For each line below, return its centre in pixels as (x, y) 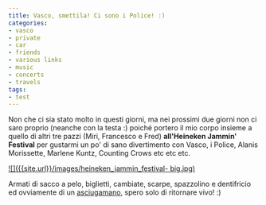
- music (21, 68)
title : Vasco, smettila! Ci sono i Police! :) (87, 15)
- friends (25, 52)
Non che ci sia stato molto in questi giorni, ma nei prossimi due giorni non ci (133, 119)
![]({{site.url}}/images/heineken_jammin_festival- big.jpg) (102, 168)
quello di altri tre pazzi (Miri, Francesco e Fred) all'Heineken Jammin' (123, 137)
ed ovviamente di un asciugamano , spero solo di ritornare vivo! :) (115, 192)
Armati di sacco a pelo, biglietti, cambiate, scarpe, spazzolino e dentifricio (130, 184)
